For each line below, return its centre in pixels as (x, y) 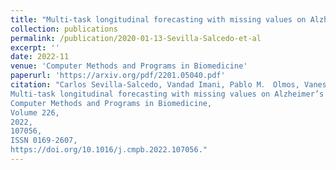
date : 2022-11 (40, 57)
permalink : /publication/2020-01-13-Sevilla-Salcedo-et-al (136, 38)
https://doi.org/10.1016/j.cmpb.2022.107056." (109, 150)
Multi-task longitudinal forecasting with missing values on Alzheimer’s (167, 94)
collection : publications (64, 29)
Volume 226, (35, 112)
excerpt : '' (35, 47)
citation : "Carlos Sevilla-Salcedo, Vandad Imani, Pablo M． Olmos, (155, 85)
